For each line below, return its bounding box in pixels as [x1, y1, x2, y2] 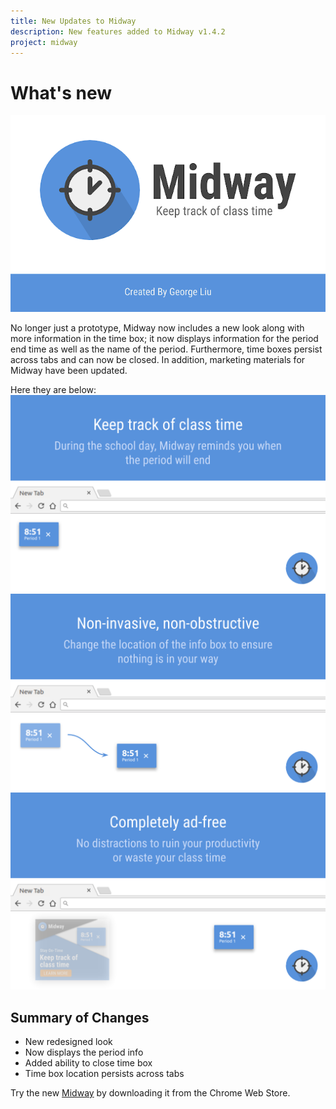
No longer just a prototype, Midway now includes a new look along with [10, 322, 305, 334]
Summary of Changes [10, 1009, 150, 1026]
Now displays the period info [24, 1046, 144, 1059]
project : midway [10, 37, 78, 47]
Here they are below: [10, 384, 97, 396]
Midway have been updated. [10, 365, 128, 377]
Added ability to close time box [24, 1057, 153, 1069]
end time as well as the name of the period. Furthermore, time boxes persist [10, 343, 323, 355]
